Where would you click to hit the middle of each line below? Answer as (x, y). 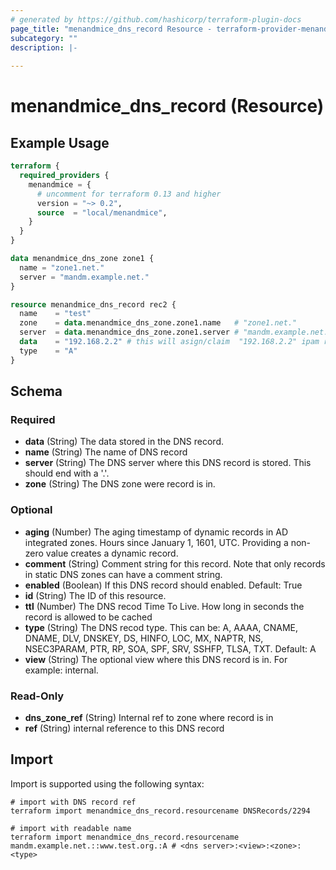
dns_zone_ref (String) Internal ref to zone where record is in (149, 717)
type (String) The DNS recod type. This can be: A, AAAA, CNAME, (161, 627)
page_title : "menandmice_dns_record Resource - (111, 29)
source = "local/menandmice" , (102, 212)
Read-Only (37, 696)
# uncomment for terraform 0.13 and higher (129, 194)
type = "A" (48, 351)
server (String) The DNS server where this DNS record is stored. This (168, 463)
